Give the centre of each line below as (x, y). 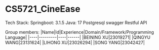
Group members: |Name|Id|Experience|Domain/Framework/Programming (79, 32)
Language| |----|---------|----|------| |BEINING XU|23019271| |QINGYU (78, 37)
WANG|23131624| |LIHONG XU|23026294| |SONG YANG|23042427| (75, 42)
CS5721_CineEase (43, 9)
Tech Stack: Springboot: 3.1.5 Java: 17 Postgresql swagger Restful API (76, 23)
